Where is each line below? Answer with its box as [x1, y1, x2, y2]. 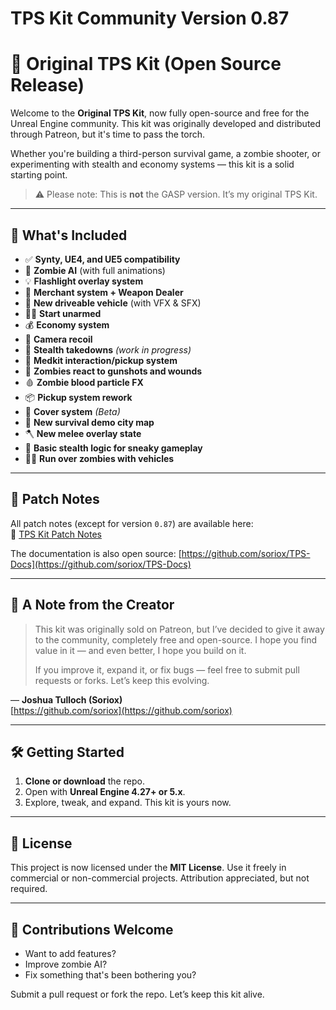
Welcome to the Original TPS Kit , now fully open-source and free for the [10, 107, 310, 119]
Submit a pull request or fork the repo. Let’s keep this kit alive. [10, 988, 265, 1000]
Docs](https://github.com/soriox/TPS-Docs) [10, 558, 192, 570]
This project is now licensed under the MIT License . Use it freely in [10, 862, 287, 874]
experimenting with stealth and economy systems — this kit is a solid [10, 158, 295, 171]
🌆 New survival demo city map [24, 416, 155, 428]
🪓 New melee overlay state [24, 427, 142, 439]
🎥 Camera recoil [24, 333, 93, 345]
